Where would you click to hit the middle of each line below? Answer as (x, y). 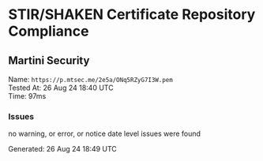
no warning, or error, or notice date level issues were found (105, 134)
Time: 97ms (27, 96)
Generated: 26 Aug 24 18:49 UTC (62, 149)
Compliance (49, 31)
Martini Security (49, 60)
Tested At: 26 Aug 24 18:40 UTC (61, 88)
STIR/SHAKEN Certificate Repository (132, 15)
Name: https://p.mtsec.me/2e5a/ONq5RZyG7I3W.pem (91, 79)
